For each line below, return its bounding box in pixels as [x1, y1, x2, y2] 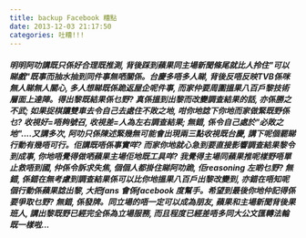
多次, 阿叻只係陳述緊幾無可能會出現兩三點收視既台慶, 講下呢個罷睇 [47, 128, 296, 139]
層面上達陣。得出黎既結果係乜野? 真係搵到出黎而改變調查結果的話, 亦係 [9, 93, 276, 105]
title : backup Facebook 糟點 [9, 13, 117, 23]
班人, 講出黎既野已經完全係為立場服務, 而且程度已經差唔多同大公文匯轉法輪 [9, 207, 290, 219]
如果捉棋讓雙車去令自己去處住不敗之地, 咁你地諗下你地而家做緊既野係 [30, 105, 290, 116]
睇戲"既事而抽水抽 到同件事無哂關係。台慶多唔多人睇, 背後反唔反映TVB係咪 [9, 70, 291, 82]
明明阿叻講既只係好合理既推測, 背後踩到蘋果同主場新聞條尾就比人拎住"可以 [9, 59, 290, 70]
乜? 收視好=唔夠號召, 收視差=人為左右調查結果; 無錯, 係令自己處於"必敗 [9, 116, 276, 128]
